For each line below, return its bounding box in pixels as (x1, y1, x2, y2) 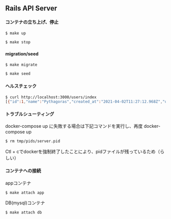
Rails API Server (5, 4, 58, 13)
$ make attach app (5, 190, 44, 195)
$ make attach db (5, 210, 42, 215)
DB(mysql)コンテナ (5, 200, 45, 206)
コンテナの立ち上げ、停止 (5, 19, 59, 25)
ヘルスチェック (5, 83, 37, 89)
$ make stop (5, 40, 31, 45)
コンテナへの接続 (5, 168, 41, 174)
